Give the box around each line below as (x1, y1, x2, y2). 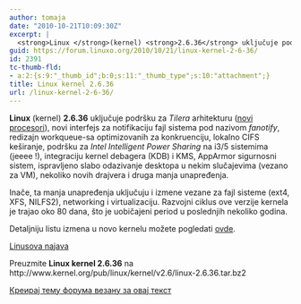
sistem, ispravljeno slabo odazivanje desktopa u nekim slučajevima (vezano (9, 160, 288, 171)
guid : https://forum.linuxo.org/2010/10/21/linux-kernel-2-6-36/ (9, 46, 258, 55)
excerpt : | (9, 30, 50, 38)
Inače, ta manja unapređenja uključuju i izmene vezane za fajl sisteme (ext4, (9, 187, 290, 198)
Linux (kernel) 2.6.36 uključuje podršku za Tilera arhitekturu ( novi (9, 113, 254, 123)
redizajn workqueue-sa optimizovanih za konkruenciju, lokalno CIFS (9, 131, 260, 142)
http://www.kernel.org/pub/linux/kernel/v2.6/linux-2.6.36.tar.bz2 (9, 267, 246, 278)
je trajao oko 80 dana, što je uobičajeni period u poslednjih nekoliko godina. (9, 206, 288, 216)
